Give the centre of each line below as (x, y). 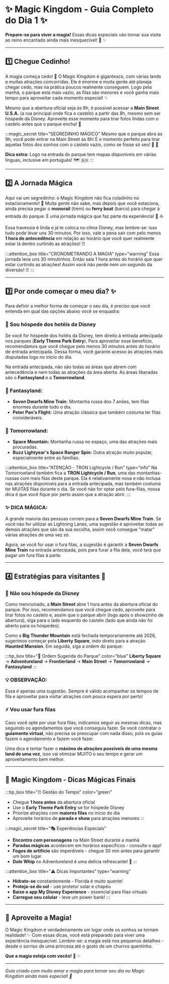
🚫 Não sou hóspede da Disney (42, 593)
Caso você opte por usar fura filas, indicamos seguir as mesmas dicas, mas (83, 722)
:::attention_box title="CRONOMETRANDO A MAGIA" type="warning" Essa (82, 254)
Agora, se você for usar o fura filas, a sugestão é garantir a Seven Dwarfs (82, 545)
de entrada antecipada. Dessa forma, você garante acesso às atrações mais (84, 352)
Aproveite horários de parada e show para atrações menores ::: (78, 818)
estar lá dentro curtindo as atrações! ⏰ (45, 243)
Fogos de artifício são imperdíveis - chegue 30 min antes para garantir (86, 851)
